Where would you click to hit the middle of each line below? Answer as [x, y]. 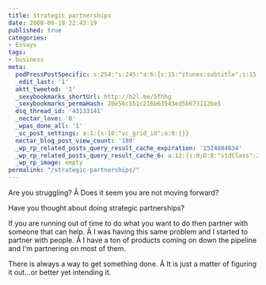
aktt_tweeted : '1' [46, 89]
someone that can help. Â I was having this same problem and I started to [128, 232]
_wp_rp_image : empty [49, 163]
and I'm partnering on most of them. [67, 249]
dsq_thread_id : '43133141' [60, 112]
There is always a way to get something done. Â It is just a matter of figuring [133, 264]
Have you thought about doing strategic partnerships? [96, 208]
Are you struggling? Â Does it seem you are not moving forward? [114, 192]
